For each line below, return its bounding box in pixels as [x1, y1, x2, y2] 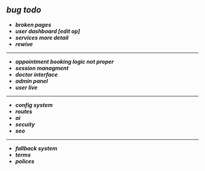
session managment [15, 64, 69, 72]
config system [15, 101, 53, 108]
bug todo [6, 5, 41, 15]
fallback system [15, 144, 58, 152]
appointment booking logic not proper [15, 58, 114, 65]
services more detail [15, 33, 69, 41]
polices [15, 158, 35, 165]
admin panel [15, 77, 48, 85]
